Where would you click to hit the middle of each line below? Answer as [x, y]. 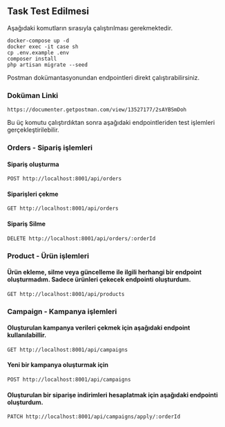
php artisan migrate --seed [48, 65]
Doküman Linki [33, 95]
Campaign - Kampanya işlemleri [62, 311]
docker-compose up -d [38, 41]
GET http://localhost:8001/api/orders [63, 209]
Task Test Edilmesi [48, 11]
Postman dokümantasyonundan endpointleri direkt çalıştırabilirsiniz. [104, 77]
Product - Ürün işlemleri [48, 256]
